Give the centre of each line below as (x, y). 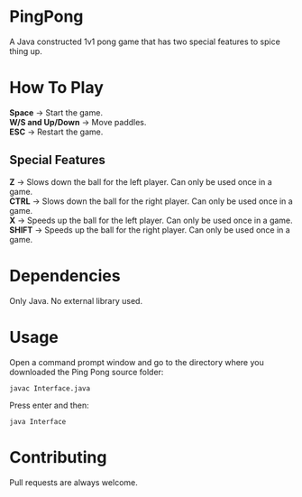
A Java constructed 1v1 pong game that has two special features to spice (145, 41)
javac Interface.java (50, 388)
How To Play (56, 88)
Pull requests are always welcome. (73, 482)
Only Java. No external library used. (76, 300)
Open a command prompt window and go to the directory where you (137, 362)
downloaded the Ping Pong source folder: (87, 372)
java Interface (38, 421)
